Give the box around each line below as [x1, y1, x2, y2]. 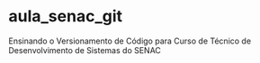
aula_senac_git [8, 6, 123, 27]
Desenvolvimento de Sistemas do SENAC [8, 44, 161, 55]
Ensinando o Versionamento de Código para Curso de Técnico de [8, 35, 252, 46]
